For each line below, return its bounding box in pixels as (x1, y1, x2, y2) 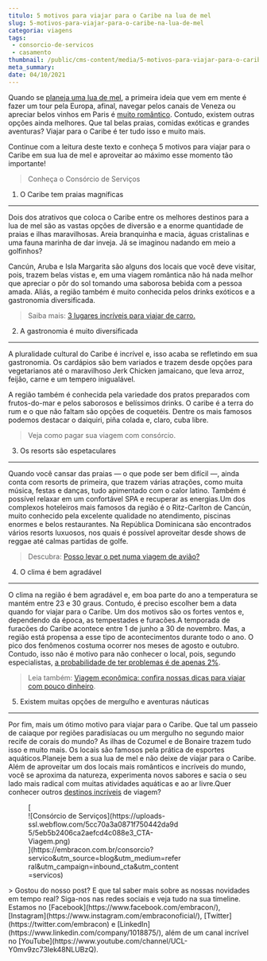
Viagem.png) (28, 836, 71, 846)
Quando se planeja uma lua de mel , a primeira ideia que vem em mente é (8, 92, 247, 102)
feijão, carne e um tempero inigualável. (8, 374, 136, 384)
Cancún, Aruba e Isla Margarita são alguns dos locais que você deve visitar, (8, 262, 257, 271)
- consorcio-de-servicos (11, 41, 94, 49)
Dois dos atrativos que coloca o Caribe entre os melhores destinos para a (8, 212, 249, 222)
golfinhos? (8, 246, 43, 255)
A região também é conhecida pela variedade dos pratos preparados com (8, 389, 250, 399)
